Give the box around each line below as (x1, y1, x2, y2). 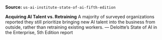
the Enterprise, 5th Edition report (5, 30, 73, 35)
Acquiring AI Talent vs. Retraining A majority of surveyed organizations (5, 14, 154, 19)
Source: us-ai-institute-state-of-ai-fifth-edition (5, 4, 116, 10)
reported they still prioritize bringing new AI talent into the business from (5, 19, 155, 25)
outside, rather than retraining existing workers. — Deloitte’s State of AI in (5, 24, 157, 30)
